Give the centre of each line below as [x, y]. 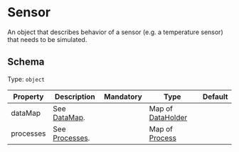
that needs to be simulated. [47, 39]
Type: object [26, 79]
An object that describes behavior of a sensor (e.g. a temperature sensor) [115, 32]
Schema [26, 62]
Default [215, 97]
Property [28, 97]
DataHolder [168, 117]
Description [75, 97]
